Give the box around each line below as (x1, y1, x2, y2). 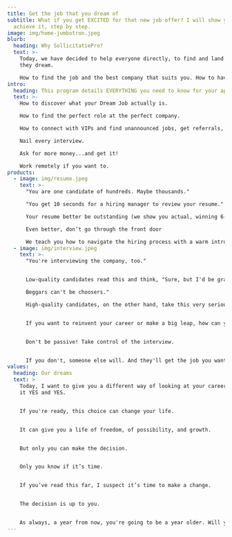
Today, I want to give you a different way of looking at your (19, 382, 206, 389)
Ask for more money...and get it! (19, 150, 119, 157)
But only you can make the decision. (19, 445, 128, 452)
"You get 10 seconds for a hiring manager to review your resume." (25, 201, 224, 208)
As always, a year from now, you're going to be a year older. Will (19, 519, 221, 526)
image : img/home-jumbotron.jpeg (7, 29, 100, 37)
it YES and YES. (19, 389, 67, 396)
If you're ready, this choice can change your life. (19, 407, 175, 414)
